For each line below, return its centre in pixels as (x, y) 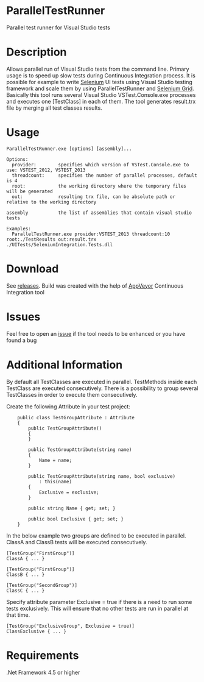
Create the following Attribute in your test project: (69, 407)
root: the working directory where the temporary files (99, 186)
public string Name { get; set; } (72, 508)
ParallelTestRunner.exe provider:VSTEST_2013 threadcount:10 (91, 234)
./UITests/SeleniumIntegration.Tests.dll (60, 244)
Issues (23, 317)
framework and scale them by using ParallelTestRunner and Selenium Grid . (100, 88)
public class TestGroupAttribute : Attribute (76, 417)
